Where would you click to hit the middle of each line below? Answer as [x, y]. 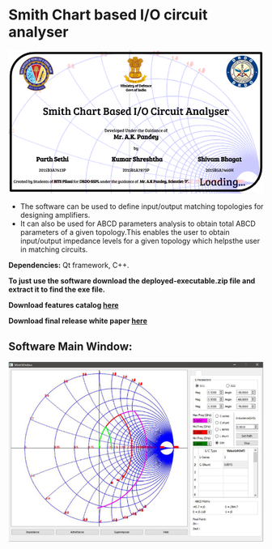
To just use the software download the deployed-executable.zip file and [132, 281]
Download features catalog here [64, 305]
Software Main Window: [70, 346]
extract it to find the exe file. [57, 290]
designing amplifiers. [55, 215]
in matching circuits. [54, 249]
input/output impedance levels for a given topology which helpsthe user [140, 241]
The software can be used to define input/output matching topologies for [142, 206]
